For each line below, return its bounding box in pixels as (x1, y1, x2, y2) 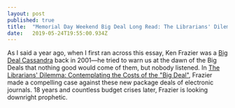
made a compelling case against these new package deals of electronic (7, 78, 214, 87)
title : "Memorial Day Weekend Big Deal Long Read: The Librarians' (7, 23, 211, 30)
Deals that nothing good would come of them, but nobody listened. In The (7, 63, 220, 72)
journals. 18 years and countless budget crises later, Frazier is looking (7, 86, 208, 94)
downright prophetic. (7, 93, 68, 102)
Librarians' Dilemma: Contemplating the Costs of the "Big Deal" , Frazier (7, 71, 213, 79)
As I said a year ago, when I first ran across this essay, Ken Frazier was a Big (7, 49, 228, 57)
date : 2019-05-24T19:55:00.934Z (7, 29, 108, 37)
